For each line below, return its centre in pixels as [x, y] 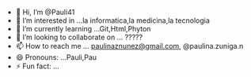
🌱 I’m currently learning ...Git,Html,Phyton [83, 29]
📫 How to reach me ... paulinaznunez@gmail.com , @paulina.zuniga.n [129, 46]
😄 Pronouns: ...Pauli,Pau [56, 57]
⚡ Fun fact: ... [37, 66]
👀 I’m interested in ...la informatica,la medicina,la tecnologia [112, 20]
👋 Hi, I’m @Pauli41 [45, 12]
